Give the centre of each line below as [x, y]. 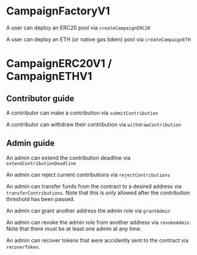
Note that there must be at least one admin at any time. [74, 229]
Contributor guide [40, 98]
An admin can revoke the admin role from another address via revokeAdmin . [99, 222]
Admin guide [31, 143]
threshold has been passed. [40, 199]
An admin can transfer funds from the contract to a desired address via [94, 186]
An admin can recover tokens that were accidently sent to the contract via [97, 240]
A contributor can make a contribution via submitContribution [82, 113]
